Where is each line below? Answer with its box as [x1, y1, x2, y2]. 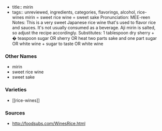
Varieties [5, 86, 27, 93]
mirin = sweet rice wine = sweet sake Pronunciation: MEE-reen [25, 15, 150, 20]
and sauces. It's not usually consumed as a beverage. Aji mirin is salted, [12, 25, 156, 31]
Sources [5, 109, 25, 116]
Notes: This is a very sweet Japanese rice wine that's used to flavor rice [12, 19, 156, 25]
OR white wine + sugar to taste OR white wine [12, 41, 103, 47]
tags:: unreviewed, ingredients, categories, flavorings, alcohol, [12, 9, 136, 15]
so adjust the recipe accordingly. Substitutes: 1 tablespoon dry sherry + [12, 30, 155, 35]
